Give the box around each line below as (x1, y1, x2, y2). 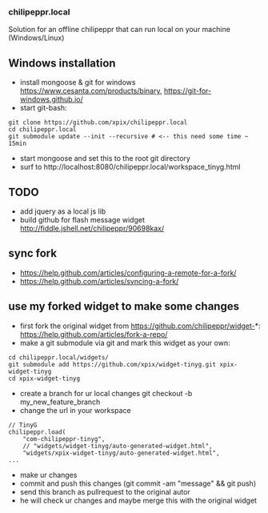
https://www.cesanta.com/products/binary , (19, 86, 162, 96)
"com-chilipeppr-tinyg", (22, 435, 106, 443)
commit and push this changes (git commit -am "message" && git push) (19, 479, 257, 488)
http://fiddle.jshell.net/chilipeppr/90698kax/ (19, 223, 165, 233)
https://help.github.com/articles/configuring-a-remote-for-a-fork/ (19, 267, 237, 278)
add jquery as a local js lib (19, 206, 106, 216)
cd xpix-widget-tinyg (8, 375, 81, 383)
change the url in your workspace (19, 405, 131, 415)
